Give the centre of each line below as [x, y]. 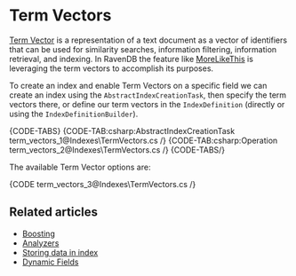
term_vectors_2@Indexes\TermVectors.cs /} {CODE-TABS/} [117, 150]
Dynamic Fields [50, 262]
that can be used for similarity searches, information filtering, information [143, 49]
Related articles [53, 213]
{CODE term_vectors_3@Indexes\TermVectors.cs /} [103, 184]
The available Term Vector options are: [80, 167]
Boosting [38, 233]
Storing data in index [60, 252]
